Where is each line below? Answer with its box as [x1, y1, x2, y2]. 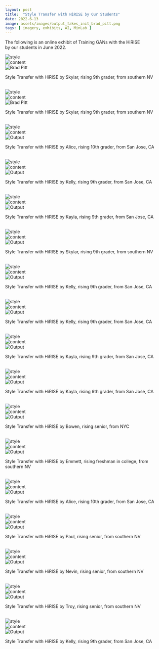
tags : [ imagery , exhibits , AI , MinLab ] [5, 26, 92, 31]
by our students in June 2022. [5, 45, 67, 50]
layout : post [5, 7, 32, 12]
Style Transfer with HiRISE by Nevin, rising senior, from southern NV [5, 568, 144, 574]
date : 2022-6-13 [5, 16, 39, 21]
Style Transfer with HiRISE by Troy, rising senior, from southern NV [5, 603, 141, 609]
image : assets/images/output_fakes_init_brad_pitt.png [5, 21, 120, 26]
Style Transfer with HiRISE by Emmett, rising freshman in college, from [5, 459, 149, 464]
